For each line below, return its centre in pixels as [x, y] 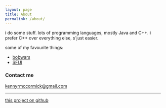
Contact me [20, 75]
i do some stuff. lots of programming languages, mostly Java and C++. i [78, 33]
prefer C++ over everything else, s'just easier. [52, 38]
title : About [19, 14]
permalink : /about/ [25, 19]
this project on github [27, 100]
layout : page [19, 10]
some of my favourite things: [34, 48]
